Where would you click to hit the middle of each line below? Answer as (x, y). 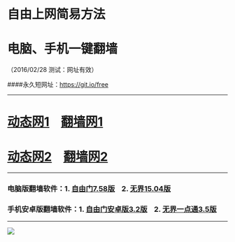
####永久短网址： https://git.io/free (58, 85)
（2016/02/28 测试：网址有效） (52, 70)
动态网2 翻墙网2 (58, 156)
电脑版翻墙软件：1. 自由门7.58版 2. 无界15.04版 (89, 189)
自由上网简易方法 (57, 14)
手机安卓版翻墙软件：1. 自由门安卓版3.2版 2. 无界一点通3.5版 (112, 209)
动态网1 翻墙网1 (55, 122)
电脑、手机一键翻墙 (63, 49)
